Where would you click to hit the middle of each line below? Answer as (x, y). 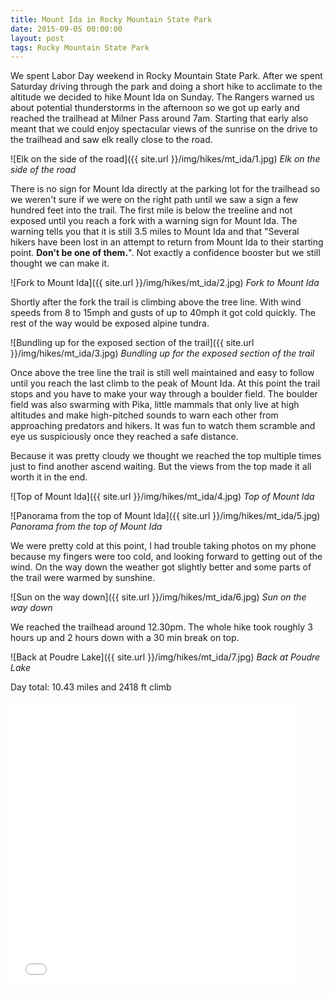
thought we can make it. (60, 263)
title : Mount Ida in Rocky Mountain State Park (111, 19)
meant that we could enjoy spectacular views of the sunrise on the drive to (164, 129)
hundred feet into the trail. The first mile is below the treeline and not (151, 210)
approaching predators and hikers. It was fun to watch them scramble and (163, 426)
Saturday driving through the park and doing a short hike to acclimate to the (166, 87)
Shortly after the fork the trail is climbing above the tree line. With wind (156, 302)
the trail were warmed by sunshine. (83, 578)
